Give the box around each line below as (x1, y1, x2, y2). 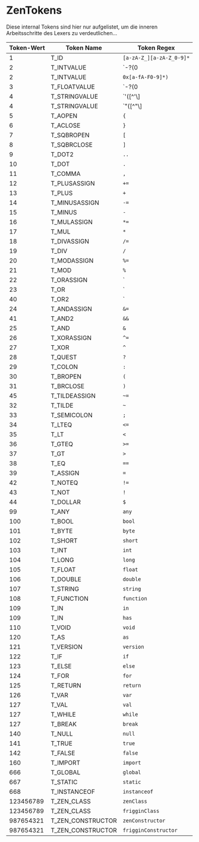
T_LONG (50, 556, 74, 564)
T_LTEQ (50, 420, 72, 428)
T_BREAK (50, 720, 77, 728)
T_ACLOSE (50, 121, 81, 130)
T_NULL (50, 729, 73, 737)
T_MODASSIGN (50, 256, 94, 264)
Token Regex (137, 43, 175, 52)
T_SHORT (50, 536, 78, 544)
